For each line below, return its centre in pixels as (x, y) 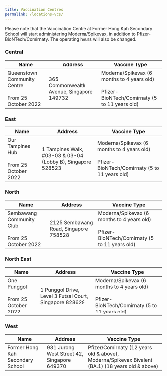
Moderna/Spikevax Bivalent (120, 360)
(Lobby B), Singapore (67, 162)
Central (14, 52)
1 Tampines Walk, (62, 149)
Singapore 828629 (63, 302)
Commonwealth (67, 85)
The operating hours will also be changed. (93, 39)
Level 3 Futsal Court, (64, 296)
